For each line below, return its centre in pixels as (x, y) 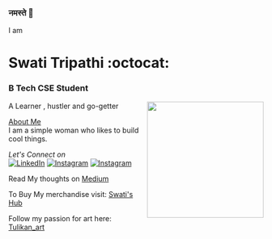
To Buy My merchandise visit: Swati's (71, 194)
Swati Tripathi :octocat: (89, 63)
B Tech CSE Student (49, 88)
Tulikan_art (27, 227)
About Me (25, 121)
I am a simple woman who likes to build (74, 130)
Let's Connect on (37, 154)
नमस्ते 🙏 (21, 13)
